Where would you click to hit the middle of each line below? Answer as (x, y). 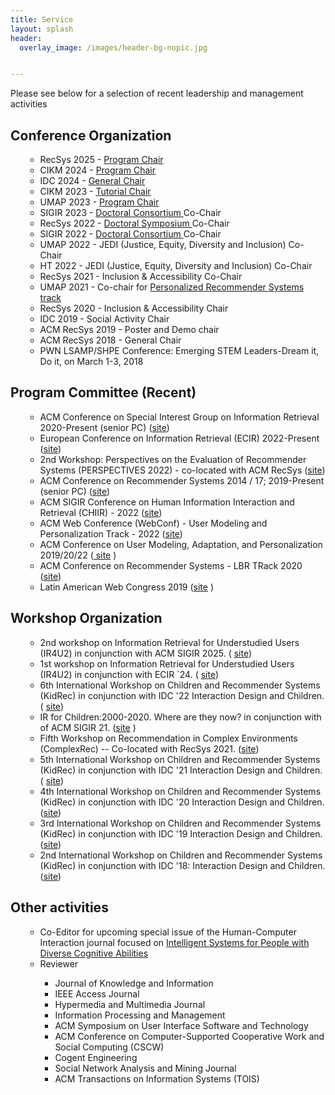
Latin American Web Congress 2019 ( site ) (127, 587)
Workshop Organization (86, 618)
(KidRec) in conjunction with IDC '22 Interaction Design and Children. (182, 695)
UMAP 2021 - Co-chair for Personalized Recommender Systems (172, 287)
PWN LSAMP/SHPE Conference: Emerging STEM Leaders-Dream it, (179, 351)
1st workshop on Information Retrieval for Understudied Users (167, 663)
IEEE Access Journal (97, 993)
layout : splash (42, 29)
